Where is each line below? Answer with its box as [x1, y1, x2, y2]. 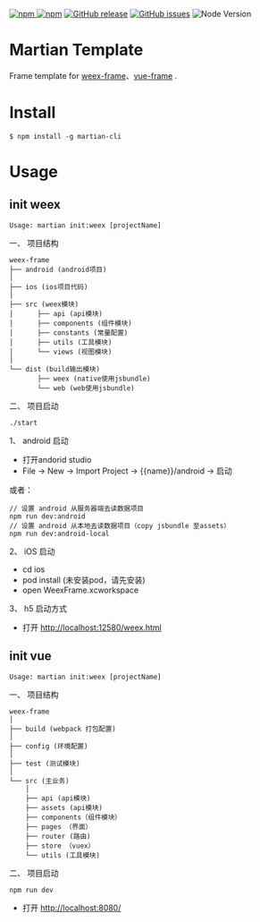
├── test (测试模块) [9, 759, 80, 768]
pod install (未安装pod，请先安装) [21, 574, 146, 585]
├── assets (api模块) [25, 803, 103, 812]
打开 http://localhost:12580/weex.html [21, 622, 163, 633]
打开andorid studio [21, 454, 92, 465]
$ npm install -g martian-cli [9, 132, 122, 141]
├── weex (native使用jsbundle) [37, 374, 151, 383]
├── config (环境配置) [9, 741, 88, 751]
